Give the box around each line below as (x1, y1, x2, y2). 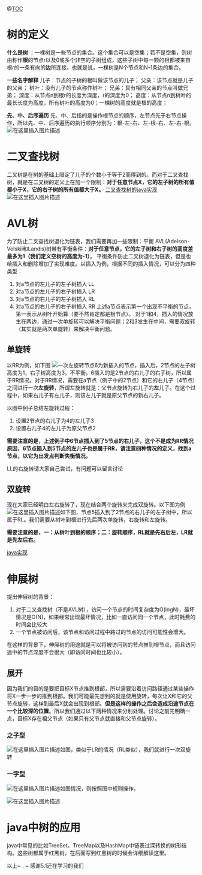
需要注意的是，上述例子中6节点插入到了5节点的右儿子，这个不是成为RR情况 (7, 437, 194, 444)
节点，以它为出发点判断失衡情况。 (7, 452, 91, 459)
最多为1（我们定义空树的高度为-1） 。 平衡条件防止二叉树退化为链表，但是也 (7, 252, 191, 260)
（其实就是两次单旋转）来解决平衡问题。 (15, 325, 116, 332)
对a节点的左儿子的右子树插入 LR (15, 288, 95, 295)
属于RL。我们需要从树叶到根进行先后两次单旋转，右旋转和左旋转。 (7, 516, 171, 523)
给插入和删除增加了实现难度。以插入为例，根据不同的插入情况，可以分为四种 (7, 260, 196, 267)
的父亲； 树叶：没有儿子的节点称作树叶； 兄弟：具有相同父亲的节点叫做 (7, 84, 183, 91)
